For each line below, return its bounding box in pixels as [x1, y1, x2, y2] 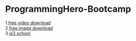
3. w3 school [5, 30, 31, 36]
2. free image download [5, 25, 53, 31]
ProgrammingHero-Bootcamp [5, 3, 131, 15]
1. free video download [5, 20, 51, 26]
